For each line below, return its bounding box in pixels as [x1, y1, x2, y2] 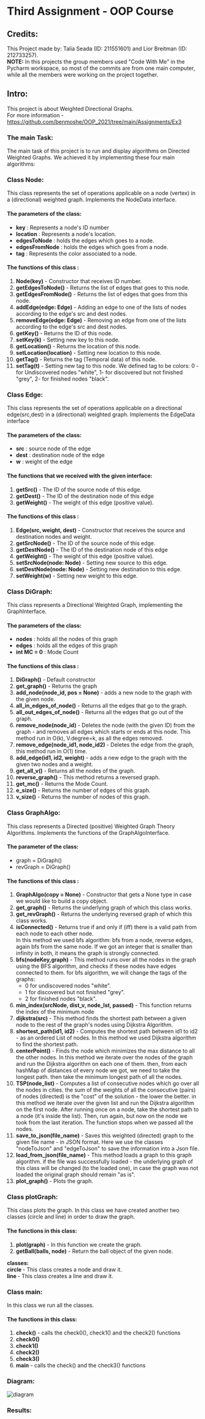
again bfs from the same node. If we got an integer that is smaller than [15, 943, 193, 951]
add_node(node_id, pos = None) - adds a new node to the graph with [15, 689, 192, 696]
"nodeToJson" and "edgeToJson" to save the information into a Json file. [15, 1145, 200, 1152]
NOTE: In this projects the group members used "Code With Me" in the [7, 58, 185, 65]
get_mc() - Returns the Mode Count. [15, 780, 109, 788]
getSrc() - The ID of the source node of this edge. [15, 485, 142, 493]
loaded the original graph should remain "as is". [15, 1171, 135, 1178]
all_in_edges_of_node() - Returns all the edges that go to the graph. [15, 702, 188, 709]
